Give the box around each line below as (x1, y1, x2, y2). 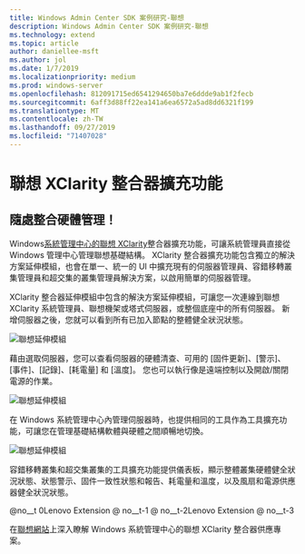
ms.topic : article (9, 38, 79, 48)
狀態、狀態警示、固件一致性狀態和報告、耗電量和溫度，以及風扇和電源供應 (16, 475, 296, 486)
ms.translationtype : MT (9, 106, 100, 115)
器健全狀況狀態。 (9, 487, 74, 498)
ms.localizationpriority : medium (9, 73, 136, 82)
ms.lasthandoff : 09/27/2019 (9, 124, 116, 133)
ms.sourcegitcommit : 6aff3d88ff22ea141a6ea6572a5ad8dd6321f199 (9, 97, 254, 107)
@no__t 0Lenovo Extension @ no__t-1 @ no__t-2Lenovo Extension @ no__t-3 (9, 505, 295, 516)
